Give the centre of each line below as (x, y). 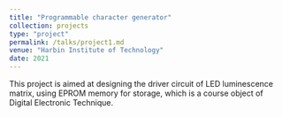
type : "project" (39, 34)
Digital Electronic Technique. (61, 102)
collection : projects (49, 26)
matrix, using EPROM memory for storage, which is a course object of (136, 93)
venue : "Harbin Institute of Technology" (87, 51)
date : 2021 (29, 58)
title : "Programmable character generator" (91, 17)
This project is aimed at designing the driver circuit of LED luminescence (141, 84)
